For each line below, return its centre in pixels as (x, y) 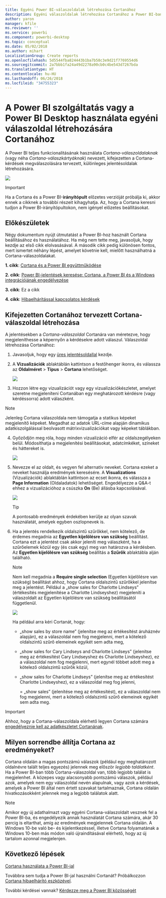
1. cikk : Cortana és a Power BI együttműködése (53, 265)
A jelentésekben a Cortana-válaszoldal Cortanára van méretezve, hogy (78, 334)
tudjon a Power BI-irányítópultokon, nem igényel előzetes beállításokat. (77, 207)
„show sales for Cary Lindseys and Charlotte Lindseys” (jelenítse (85, 652)
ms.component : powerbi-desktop (37, 38)
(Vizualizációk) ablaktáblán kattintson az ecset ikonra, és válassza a (81, 478)
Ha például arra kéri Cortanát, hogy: (49, 622)
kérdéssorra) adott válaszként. (43, 399)
